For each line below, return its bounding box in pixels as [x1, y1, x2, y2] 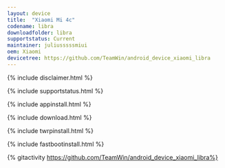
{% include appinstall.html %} [7, 100, 92, 108]
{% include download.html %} [7, 113, 92, 121]
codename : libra [7, 23, 54, 29]
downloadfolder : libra [7, 29, 72, 36]
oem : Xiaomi [7, 49, 41, 56]
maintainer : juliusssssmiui [7, 42, 88, 49]
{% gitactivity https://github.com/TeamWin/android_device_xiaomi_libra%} [7, 153, 218, 161]
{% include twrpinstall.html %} [7, 126, 94, 134]
